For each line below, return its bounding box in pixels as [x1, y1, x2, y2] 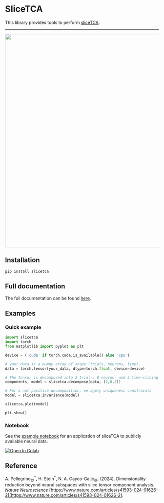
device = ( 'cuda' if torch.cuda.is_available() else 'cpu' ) [5, 353, 130, 358]
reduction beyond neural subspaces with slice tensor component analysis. [5, 482, 155, 488]
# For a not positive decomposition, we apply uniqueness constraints [5, 388, 152, 393]
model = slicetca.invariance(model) [5, 393, 80, 398]
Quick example [5, 323, 41, 330]
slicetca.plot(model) [5, 402, 49, 406]
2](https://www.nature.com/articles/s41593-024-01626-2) [5, 492, 123, 498]
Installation [5, 256, 40, 264]
